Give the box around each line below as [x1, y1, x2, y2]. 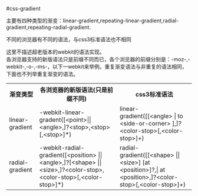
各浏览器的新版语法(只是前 [39, 86, 114, 94]
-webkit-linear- [39, 108, 85, 117]
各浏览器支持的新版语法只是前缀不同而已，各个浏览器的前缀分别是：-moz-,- [6, 56, 190, 62]
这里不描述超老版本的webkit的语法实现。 [6, 48, 105, 55]
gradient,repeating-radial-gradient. [6, 24, 91, 31]
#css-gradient [6, 5, 41, 12]
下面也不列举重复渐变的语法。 [6, 71, 78, 77]
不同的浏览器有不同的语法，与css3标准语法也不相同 [6, 36, 131, 43]
